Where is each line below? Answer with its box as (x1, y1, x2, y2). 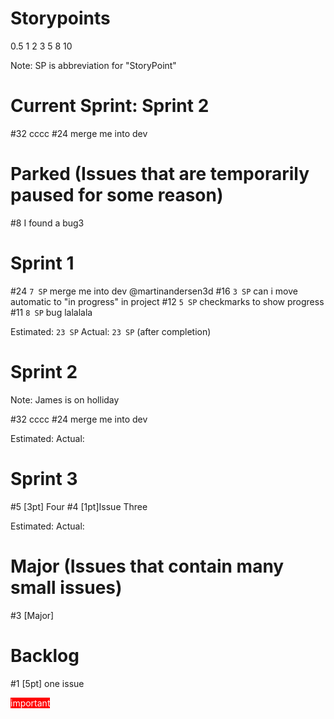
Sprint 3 (10, 467, 78, 490)
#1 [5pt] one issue (10, 677, 85, 689)
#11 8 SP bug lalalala (10, 306, 93, 318)
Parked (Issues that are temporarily (10, 163, 310, 186)
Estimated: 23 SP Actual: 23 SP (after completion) (10, 325, 212, 337)
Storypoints (10, 7, 111, 30)
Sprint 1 (10, 252, 75, 274)
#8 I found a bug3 (10, 217, 85, 229)
